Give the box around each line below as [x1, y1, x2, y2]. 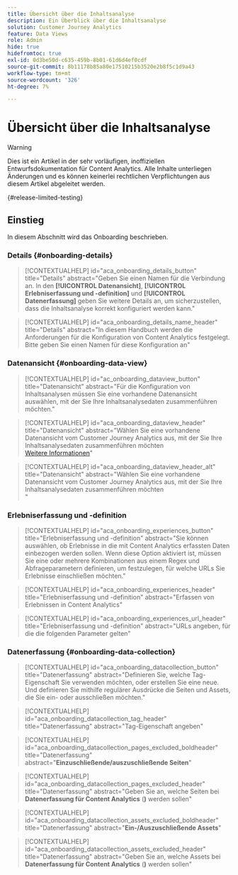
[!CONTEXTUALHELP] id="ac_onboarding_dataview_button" [24, 374, 200, 383]
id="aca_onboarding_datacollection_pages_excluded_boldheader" [24, 743, 218, 752]
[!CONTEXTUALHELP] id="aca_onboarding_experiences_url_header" [24, 614, 226, 622]
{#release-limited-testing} [7, 193, 84, 202]
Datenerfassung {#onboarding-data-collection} [7, 646, 176, 656]
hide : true [7, 43, 40, 50]
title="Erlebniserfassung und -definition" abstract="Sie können [24, 534, 209, 542]
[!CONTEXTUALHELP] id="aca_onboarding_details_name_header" [24, 318, 218, 326]
